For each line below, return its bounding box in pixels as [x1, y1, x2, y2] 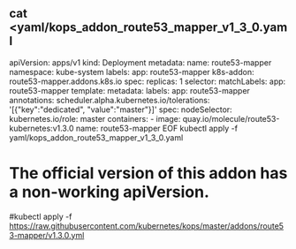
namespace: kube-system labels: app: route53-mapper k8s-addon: [9, 66, 254, 77]
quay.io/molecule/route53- [182, 113, 280, 124]
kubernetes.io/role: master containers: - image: [9, 113, 181, 124]
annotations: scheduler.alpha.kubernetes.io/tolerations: [9, 94, 210, 105]
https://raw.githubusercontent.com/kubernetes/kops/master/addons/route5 [9, 220, 285, 231]
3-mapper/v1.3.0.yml [9, 230, 85, 240]
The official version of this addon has [9, 163, 288, 183]
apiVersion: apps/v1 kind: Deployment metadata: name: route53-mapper [9, 57, 272, 68]
